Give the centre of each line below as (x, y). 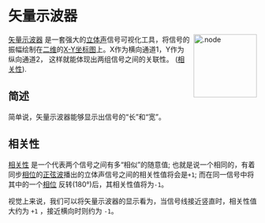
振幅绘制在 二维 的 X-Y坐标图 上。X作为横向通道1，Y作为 (96, 49)
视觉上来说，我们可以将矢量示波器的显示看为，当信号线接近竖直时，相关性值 (132, 201)
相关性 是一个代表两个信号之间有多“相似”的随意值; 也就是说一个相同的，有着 (132, 164)
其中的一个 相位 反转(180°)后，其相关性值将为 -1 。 (88, 184)
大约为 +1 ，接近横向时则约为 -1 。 (63, 210)
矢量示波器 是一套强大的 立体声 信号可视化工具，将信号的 (99, 39)
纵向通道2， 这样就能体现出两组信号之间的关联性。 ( (93, 59)
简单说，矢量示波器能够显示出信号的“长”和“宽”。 (87, 117)
